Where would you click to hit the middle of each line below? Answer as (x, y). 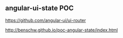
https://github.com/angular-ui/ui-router (46, 20)
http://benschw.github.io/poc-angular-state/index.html (61, 30)
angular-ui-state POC (39, 8)
